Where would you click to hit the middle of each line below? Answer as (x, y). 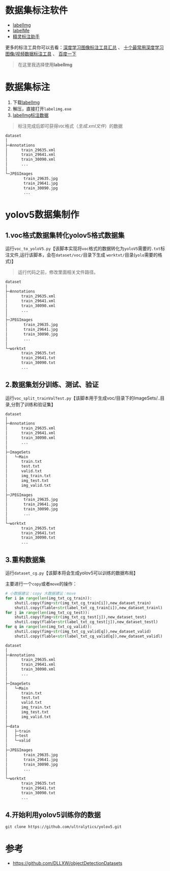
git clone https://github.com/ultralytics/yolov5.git (64, 827)
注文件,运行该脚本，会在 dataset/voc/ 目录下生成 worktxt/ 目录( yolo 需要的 (81, 255)
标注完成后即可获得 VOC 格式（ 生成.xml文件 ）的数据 (70, 126)
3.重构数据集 (25, 560)
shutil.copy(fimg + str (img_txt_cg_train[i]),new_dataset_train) (83, 603)
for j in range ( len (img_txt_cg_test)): (48, 612)
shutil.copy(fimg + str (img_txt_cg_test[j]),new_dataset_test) (80, 617)
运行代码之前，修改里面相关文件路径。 (58, 272)
